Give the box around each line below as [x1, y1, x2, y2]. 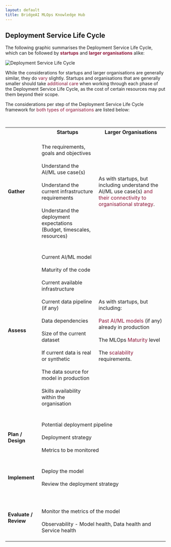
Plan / [8, 431, 22, 438]
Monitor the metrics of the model [41, 508, 120, 515]
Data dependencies [41, 317, 89, 324]
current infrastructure [41, 188, 93, 195]
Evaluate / [8, 511, 33, 518]
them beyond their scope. [5, 91, 60, 97]
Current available [41, 279, 82, 286]
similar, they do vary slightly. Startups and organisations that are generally [5, 75, 161, 82]
